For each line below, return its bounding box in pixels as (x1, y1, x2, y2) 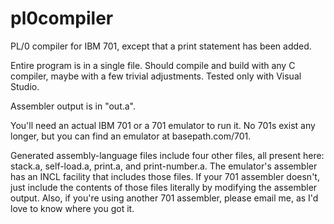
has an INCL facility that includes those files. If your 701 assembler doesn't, (10, 170, 320, 182)
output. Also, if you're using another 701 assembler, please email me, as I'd (10, 192, 319, 204)
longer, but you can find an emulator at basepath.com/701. (10, 130, 252, 142)
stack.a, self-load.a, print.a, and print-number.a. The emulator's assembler (10, 160, 318, 172)
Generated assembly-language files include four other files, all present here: (10, 149, 325, 161)
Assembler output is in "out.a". (10, 100, 137, 112)
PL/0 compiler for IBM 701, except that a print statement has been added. (10, 40, 312, 52)
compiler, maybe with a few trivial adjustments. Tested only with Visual (10, 70, 302, 82)
